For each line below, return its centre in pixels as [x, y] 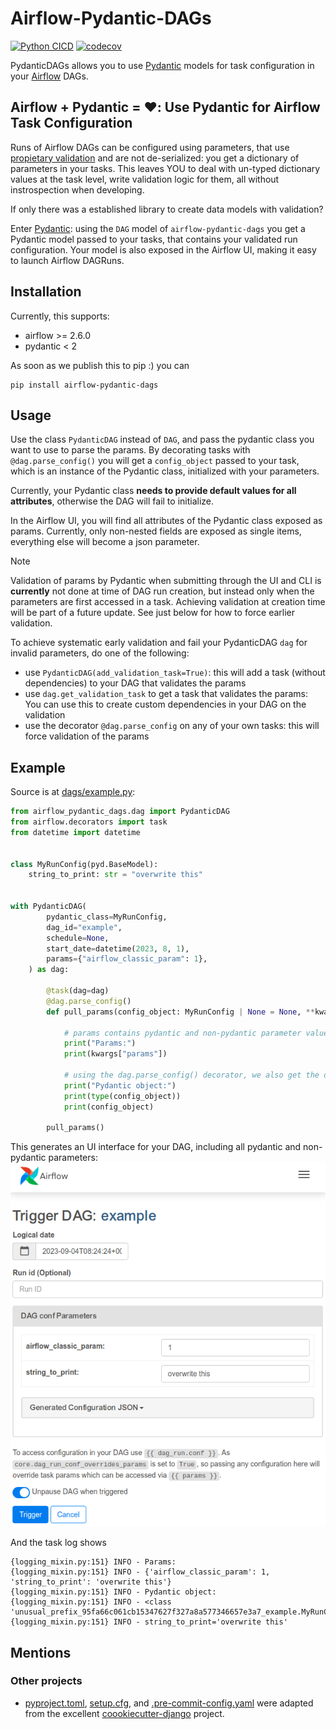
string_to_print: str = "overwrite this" [115, 875]
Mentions [41, 1652]
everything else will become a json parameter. [105, 542]
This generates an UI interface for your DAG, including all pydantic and [156, 1147]
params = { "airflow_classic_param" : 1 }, [127, 959]
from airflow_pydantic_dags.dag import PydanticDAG [120, 812]
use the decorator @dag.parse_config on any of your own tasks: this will [172, 726]
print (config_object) [109, 1107]
